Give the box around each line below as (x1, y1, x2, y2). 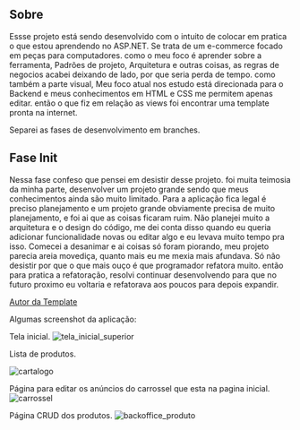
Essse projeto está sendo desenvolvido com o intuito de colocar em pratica (9, 30, 287, 41)
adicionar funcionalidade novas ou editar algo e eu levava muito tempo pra (9, 231, 285, 242)
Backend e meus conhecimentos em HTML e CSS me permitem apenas (9, 88, 273, 99)
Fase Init (9, 150, 58, 166)
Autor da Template (9, 296, 78, 307)
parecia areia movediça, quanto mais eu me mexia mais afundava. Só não (9, 250, 280, 261)
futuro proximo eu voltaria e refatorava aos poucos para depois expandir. (9, 279, 279, 289)
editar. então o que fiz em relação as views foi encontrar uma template (9, 98, 270, 108)
